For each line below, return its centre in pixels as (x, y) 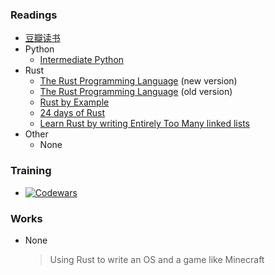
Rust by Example (74, 102)
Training (31, 171)
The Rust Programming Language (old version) (136, 92)
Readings (34, 15)
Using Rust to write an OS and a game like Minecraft (157, 259)
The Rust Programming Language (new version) (138, 81)
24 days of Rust (72, 113)
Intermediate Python (82, 60)
